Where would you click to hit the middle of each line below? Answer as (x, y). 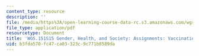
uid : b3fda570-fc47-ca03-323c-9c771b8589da (61, 44)
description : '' (26, 17)
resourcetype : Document (36, 33)
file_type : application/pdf (41, 28)
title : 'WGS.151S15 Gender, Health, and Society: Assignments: (86, 38)
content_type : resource (36, 11)
